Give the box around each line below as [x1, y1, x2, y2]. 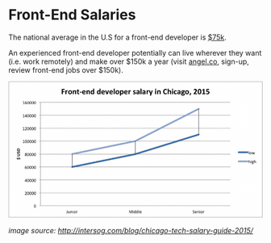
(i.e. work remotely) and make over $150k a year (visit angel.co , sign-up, [8, 57, 250, 66]
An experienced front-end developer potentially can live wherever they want [8, 48, 262, 57]
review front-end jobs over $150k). [8, 65, 123, 74]
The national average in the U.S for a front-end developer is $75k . [8, 32, 227, 42]
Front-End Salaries [8, 6, 136, 24]
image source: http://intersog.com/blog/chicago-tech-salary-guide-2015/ [8, 226, 254, 236]
